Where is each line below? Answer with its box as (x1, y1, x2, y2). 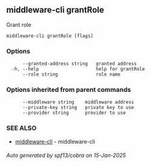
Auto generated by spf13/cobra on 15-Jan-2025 (6, 152, 126, 159)
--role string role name (22, 71, 121, 78)
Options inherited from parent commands (6, 85, 132, 94)
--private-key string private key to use (22, 105, 135, 111)
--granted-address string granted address (22, 61, 137, 67)
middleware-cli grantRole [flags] (6, 33, 94, 39)
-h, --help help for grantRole (12, 66, 146, 72)
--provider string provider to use (22, 110, 126, 116)
